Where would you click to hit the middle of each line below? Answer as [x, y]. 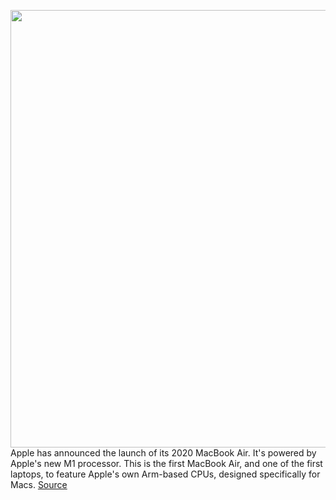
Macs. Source [39, 484]
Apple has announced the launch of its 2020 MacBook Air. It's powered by [163, 453]
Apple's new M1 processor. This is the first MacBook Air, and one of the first [166, 463]
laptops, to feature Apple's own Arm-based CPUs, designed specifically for [165, 474]
